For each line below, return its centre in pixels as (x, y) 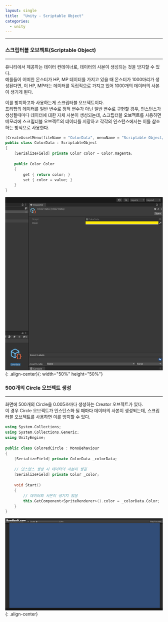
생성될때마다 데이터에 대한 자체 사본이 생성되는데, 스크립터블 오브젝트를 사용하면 (83, 115)
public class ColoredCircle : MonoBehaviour (52, 448)
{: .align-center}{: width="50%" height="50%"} (54, 374)
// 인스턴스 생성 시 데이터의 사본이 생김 (50, 469)
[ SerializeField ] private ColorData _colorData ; (66, 459)
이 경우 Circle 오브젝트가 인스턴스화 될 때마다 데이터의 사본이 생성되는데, (76, 411)
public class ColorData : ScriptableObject (51, 143)
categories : (17, 21)
